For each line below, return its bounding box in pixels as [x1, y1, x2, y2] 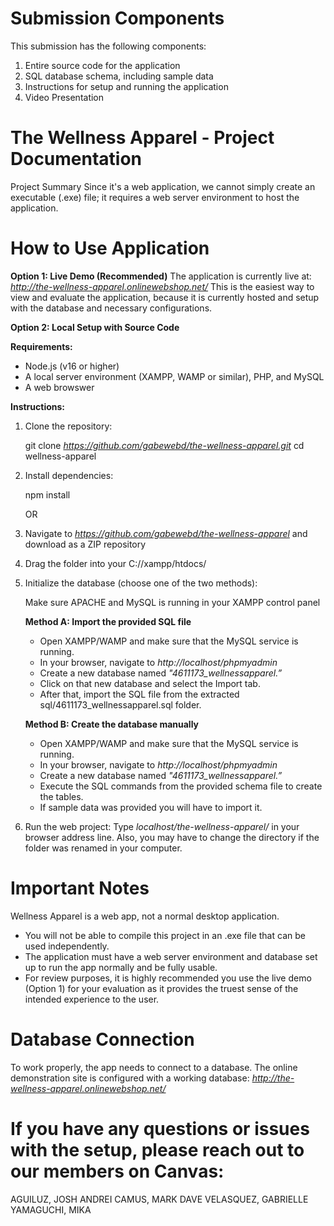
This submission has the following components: [10, 40, 207, 52]
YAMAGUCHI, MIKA [10, 1203, 92, 1216]
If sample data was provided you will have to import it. [39, 801, 263, 813]
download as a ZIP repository [24, 538, 147, 550]
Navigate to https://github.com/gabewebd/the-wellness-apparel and [24, 527, 308, 539]
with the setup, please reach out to [10, 1138, 305, 1161]
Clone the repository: [24, 420, 113, 432]
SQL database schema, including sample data [24, 70, 214, 82]
